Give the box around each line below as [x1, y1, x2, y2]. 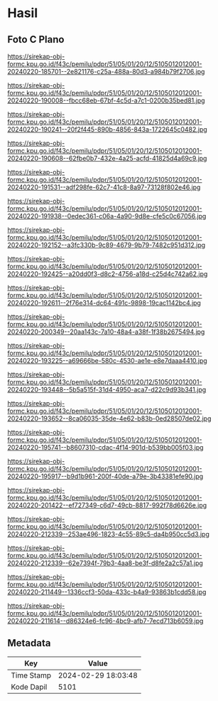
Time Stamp [11, 670, 52, 680]
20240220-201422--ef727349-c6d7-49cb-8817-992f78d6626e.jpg [7, 501, 207, 510]
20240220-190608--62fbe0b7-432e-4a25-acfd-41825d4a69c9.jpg [7, 154, 207, 162]
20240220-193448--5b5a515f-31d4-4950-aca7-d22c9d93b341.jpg [7, 386, 207, 394]
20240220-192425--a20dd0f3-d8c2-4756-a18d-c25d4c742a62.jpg [7, 270, 208, 278]
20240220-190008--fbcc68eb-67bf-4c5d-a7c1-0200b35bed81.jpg [7, 96, 205, 105]
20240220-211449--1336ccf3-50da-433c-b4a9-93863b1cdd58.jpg [7, 588, 207, 596]
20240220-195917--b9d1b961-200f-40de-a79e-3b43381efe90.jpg [7, 472, 204, 480]
